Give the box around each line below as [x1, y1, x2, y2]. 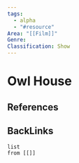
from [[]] [7, 150, 36, 157]
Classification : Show [7, 43, 71, 50]
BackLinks [7, 124, 54, 137]
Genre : [7, 37, 27, 44]
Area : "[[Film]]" [7, 30, 58, 37]
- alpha [13, 17, 36, 24]
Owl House [7, 73, 72, 89]
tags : [7, 10, 23, 18]
